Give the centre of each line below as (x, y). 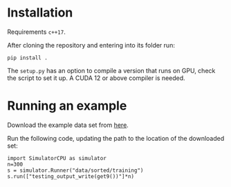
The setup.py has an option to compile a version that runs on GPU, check (111, 70)
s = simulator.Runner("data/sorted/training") (75, 170)
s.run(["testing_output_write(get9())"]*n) (71, 176)
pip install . (28, 58)
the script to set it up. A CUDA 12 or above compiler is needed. (96, 78)
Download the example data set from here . (68, 125)
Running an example (67, 106)
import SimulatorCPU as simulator (57, 158)
